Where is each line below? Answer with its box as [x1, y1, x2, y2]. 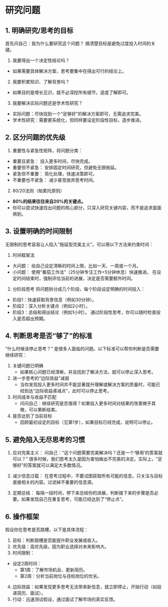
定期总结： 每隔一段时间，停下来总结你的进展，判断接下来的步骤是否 [12, 490, 154, 496]
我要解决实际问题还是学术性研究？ [12, 100, 83, 106]
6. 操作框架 [5, 512, 39, 521]
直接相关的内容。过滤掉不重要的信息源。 [12, 479, 96, 485]
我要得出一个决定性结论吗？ [12, 57, 70, 63]
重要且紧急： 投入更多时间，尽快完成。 [12, 158, 93, 164]
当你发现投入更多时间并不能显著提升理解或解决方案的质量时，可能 [19, 381, 156, 387]
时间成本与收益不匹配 [12, 394, 56, 400]
